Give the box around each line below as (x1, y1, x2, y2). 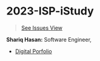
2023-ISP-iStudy (6, 4, 94, 18)
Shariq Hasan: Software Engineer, (6, 36, 92, 43)
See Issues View (21, 24, 62, 31)
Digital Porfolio (15, 47, 53, 55)
